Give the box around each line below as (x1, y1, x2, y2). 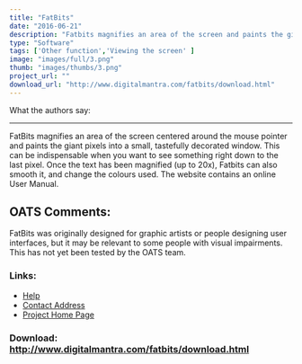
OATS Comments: (9, 204, 111, 220)
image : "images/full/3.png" (9, 55, 115, 64)
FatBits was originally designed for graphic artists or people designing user (9, 228, 288, 239)
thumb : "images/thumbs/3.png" (9, 64, 123, 73)
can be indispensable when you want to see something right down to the (9, 149, 279, 160)
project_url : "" (9, 72, 70, 81)
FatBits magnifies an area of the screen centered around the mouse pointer (9, 130, 288, 141)
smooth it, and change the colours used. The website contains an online (9, 168, 277, 180)
